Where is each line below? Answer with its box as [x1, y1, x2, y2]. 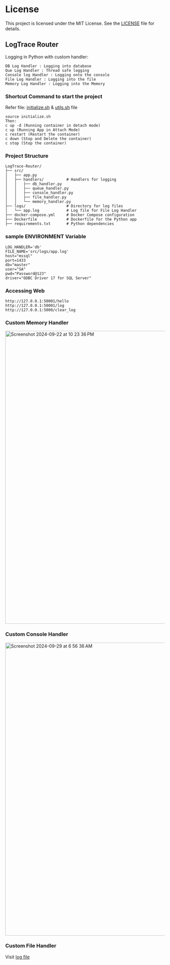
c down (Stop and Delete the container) [5, 136, 92, 142]
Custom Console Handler [5, 631, 68, 638]
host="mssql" [5, 253, 33, 258]
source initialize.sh [5, 114, 51, 119]
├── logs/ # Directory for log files [5, 204, 123, 209]
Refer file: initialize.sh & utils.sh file [5, 105, 77, 111]
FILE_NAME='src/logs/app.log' [5, 249, 69, 254]
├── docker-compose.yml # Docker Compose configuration [5, 212, 135, 218]
